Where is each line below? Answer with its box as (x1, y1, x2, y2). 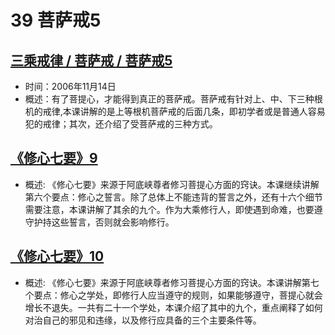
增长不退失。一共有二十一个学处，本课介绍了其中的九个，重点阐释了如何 (24, 301, 323, 313)
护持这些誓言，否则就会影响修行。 (33, 216, 175, 228)
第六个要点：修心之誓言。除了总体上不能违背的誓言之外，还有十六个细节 (24, 191, 323, 203)
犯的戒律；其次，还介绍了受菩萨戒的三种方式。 (24, 118, 218, 130)
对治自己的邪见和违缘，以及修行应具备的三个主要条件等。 (24, 314, 262, 326)
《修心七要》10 (10, 248, 105, 265)
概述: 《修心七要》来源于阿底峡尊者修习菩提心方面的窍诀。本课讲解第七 (24, 276, 320, 288)
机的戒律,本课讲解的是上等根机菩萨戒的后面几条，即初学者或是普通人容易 (24, 106, 326, 117)
